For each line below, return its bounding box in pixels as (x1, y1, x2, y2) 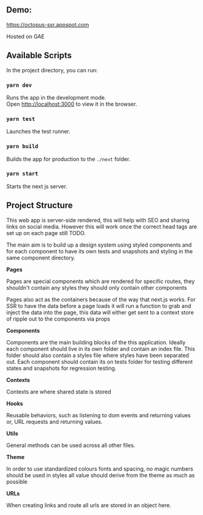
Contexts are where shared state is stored (6, 388, 111, 395)
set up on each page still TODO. (6, 229, 86, 236)
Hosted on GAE (6, 33, 45, 40)
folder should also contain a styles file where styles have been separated (6, 352, 190, 359)
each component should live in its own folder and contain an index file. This (6, 345, 196, 352)
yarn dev (6, 81, 32, 89)
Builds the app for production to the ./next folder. (6, 155, 131, 163)
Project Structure (6, 200, 73, 211)
